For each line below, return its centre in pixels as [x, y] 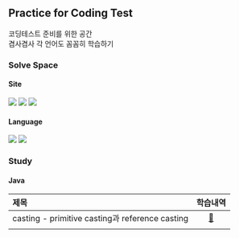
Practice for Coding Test [70, 13]
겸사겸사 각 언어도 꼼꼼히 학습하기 [61, 43]
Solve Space [33, 65]
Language [25, 121]
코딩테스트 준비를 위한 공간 [50, 33]
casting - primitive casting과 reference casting [101, 219]
